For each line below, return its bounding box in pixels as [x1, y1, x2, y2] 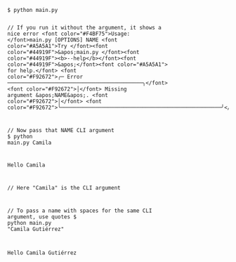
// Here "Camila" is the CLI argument [7, 185, 121, 192]
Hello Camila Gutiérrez [7, 249, 77, 256]
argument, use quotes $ [7, 214, 77, 221]
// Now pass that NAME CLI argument [7, 126, 114, 133]
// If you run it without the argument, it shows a [7, 24, 162, 31]
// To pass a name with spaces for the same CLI [7, 207, 152, 214]
